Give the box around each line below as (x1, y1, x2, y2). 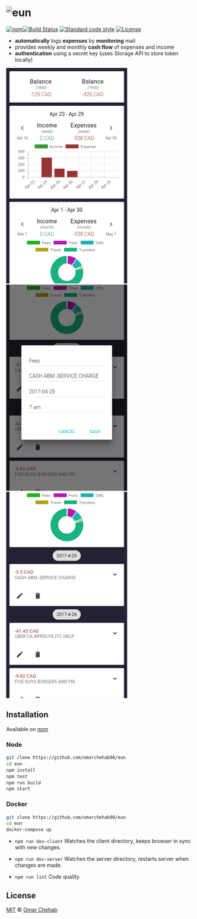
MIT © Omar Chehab (6, 907, 58, 914)
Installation (6, 710, 49, 720)
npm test (6, 773, 28, 779)
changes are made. (14, 862, 62, 869)
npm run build (6, 779, 42, 786)
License (6, 890, 36, 901)
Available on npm (6, 725, 49, 732)
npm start (6, 786, 31, 792)
